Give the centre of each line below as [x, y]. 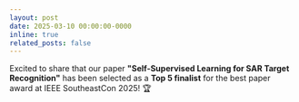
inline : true [34, 34]
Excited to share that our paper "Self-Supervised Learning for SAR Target [149, 69]
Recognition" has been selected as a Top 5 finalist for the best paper [140, 79]
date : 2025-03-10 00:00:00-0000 [70, 26]
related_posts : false [50, 43]
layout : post [34, 18]
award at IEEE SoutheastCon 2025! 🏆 [80, 88]
